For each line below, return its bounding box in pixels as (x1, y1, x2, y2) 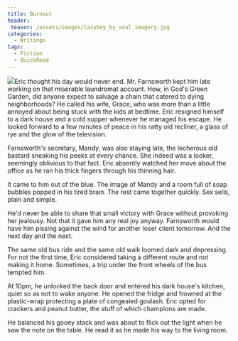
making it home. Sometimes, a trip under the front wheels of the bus (7, 260, 207, 269)
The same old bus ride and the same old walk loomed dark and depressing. (7, 245, 228, 254)
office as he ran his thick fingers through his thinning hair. (7, 166, 176, 175)
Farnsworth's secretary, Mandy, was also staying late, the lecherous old (7, 144, 218, 152)
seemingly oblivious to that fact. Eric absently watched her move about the (7, 158, 227, 167)
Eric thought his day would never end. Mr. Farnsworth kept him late (14, 77, 211, 85)
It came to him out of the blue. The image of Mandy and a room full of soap (7, 180, 227, 188)
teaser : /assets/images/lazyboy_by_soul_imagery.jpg (10, 23, 171, 31)
